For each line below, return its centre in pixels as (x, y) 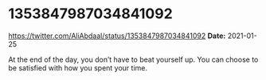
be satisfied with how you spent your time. (78, 67)
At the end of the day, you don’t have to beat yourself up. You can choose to (133, 59)
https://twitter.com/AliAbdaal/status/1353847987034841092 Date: (117, 36)
